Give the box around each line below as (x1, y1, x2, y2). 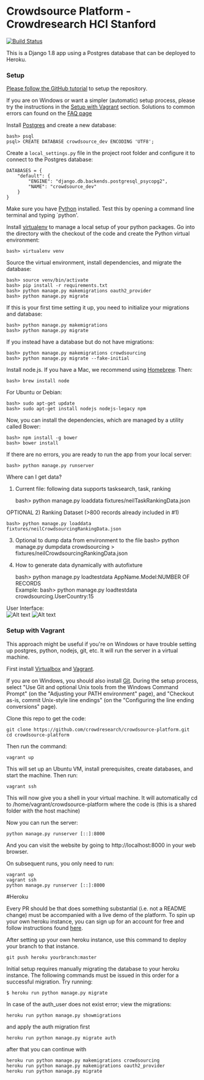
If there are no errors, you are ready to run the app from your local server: (6, 451, 192, 458)
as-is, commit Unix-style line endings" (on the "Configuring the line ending (6, 696, 194, 703)
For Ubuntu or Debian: (6, 389, 62, 396)
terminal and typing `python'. (6, 212, 79, 219)
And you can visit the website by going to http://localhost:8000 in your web (6, 841, 196, 849)
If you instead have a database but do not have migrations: (6, 338, 155, 346)
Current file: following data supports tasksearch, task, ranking (15, 485, 171, 493)
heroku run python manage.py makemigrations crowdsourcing (6, 1057, 160, 1064)
